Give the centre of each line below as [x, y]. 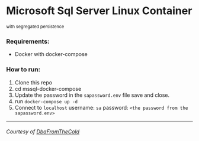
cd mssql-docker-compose [48, 88]
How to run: [23, 70]
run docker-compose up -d [46, 101]
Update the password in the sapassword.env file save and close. [92, 95]
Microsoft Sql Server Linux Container [99, 11]
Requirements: [28, 41]
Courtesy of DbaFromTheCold [43, 132]
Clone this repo [33, 82]
